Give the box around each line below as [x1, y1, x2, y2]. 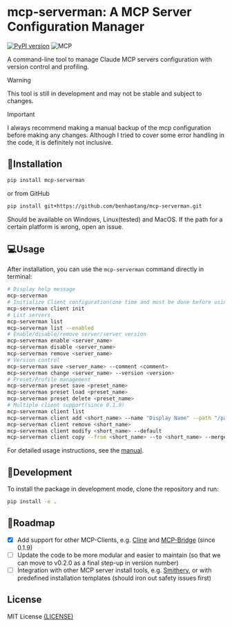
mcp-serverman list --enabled [7, 325, 95, 331]
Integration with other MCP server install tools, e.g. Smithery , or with [17, 565, 212, 574]
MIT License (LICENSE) [7, 612, 74, 620]
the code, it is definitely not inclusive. [7, 138, 113, 146]
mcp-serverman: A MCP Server [7, 4, 192, 20]
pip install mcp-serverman [7, 176, 85, 183]
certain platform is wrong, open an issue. [7, 222, 124, 230]
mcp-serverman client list [7, 408, 85, 415]
